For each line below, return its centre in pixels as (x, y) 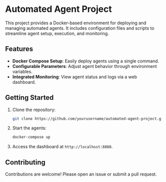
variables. (22, 71)
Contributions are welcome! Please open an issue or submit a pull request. (81, 174)
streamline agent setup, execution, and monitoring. (57, 33)
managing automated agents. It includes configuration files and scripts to (80, 28)
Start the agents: (29, 128)
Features (19, 49)
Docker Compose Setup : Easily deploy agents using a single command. (86, 61)
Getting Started (29, 98)
